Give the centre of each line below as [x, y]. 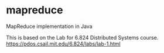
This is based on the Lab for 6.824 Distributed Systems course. [82, 37]
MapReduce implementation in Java [49, 26]
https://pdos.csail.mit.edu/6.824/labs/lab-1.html [64, 44]
